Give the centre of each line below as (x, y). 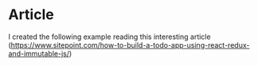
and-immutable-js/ (39, 53)
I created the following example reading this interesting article (109, 37)
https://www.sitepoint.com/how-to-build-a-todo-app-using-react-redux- (130, 45)
